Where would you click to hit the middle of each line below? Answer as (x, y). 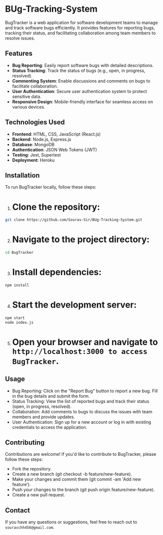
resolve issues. (20, 38)
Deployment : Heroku (33, 160)
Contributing (25, 442)
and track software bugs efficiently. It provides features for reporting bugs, (80, 27)
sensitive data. (27, 96)
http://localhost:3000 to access (80, 351)
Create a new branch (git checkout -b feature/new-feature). (72, 474)
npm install (17, 285)
